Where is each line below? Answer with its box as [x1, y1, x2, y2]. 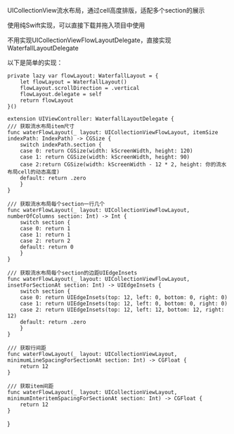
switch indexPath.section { [20, 141, 102, 148]
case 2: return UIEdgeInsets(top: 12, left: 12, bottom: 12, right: [20, 306, 225, 313]
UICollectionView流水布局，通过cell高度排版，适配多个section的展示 [7, 6, 205, 14]
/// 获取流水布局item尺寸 [7, 123, 75, 130]
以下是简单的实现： [7, 58, 63, 67]
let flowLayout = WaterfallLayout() [20, 79, 128, 86]
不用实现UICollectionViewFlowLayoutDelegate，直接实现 [7, 36, 171, 44]
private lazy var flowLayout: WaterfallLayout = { [7, 72, 159, 79]
